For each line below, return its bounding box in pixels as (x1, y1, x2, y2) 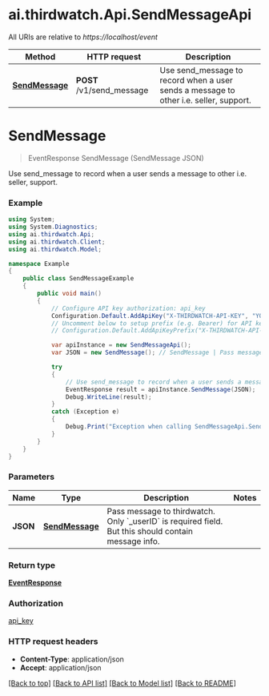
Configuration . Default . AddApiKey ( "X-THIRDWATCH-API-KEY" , (50, 312, 249, 320)
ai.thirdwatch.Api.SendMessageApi (8, 6, 252, 24)
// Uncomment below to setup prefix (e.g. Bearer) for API (50, 319, 252, 328)
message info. (106, 535, 160, 546)
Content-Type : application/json (19, 654, 124, 664)
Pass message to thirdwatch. (106, 505, 216, 517)
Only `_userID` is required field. (106, 515, 223, 526)
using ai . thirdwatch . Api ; (8, 230, 94, 238)
